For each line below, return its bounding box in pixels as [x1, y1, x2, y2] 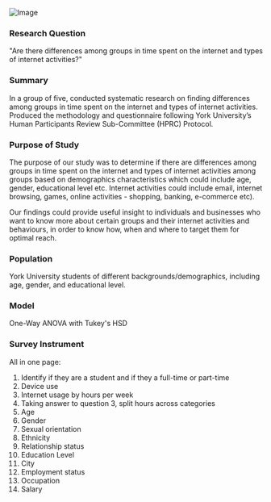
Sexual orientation [20, 424, 81, 433]
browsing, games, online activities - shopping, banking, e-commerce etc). [9, 191, 255, 201]
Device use [20, 381, 59, 391]
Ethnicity [20, 433, 51, 442]
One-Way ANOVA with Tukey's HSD [9, 319, 128, 328]
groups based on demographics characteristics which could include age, [9, 174, 252, 184]
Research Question [9, 27, 86, 39]
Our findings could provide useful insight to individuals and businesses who [9, 207, 261, 217]
